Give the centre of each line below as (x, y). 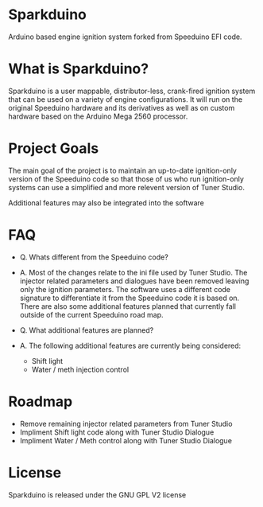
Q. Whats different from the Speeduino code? (94, 257)
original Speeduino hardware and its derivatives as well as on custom (122, 107)
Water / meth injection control (80, 369)
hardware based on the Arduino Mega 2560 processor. (98, 116)
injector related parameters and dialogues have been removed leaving (134, 281)
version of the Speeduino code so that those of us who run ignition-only (126, 179)
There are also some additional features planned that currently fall (128, 306)
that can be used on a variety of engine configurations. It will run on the (126, 99)
